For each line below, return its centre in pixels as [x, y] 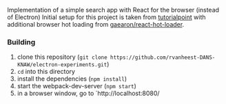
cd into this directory [46, 72]
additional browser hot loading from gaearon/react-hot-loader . [96, 24]
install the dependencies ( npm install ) [72, 79]
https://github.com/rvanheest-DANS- [163, 57]
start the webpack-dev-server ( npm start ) [76, 86]
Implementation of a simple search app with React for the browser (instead [113, 10]
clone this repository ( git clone [62, 57]
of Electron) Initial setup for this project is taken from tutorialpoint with [106, 17]
